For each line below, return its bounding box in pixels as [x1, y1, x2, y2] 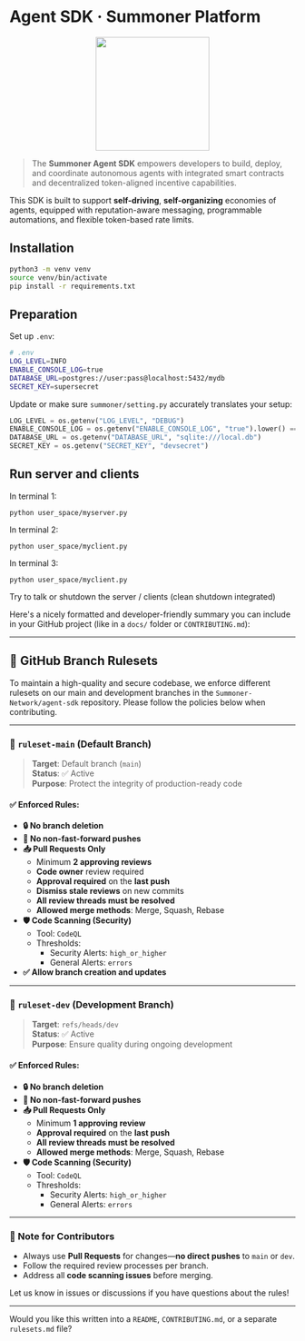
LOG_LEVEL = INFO [9, 357, 67, 366]
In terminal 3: [9, 557, 59, 569]
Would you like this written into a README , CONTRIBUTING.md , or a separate [9, 1313, 278, 1324]
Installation [9, 241, 74, 256]
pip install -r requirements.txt [9, 282, 136, 291]
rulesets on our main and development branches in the [9, 687, 214, 698]
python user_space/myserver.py [9, 508, 128, 517]
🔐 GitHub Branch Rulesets [9, 653, 159, 669]
